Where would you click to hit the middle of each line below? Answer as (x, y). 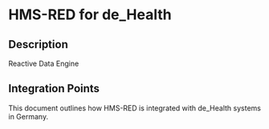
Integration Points (54, 89)
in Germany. (29, 116)
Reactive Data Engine (44, 63)
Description (38, 44)
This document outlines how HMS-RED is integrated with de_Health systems (134, 108)
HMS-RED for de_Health (90, 15)
